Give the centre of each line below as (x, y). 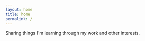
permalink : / (19, 19)
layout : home (19, 10)
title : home (18, 14)
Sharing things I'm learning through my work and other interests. (73, 33)
